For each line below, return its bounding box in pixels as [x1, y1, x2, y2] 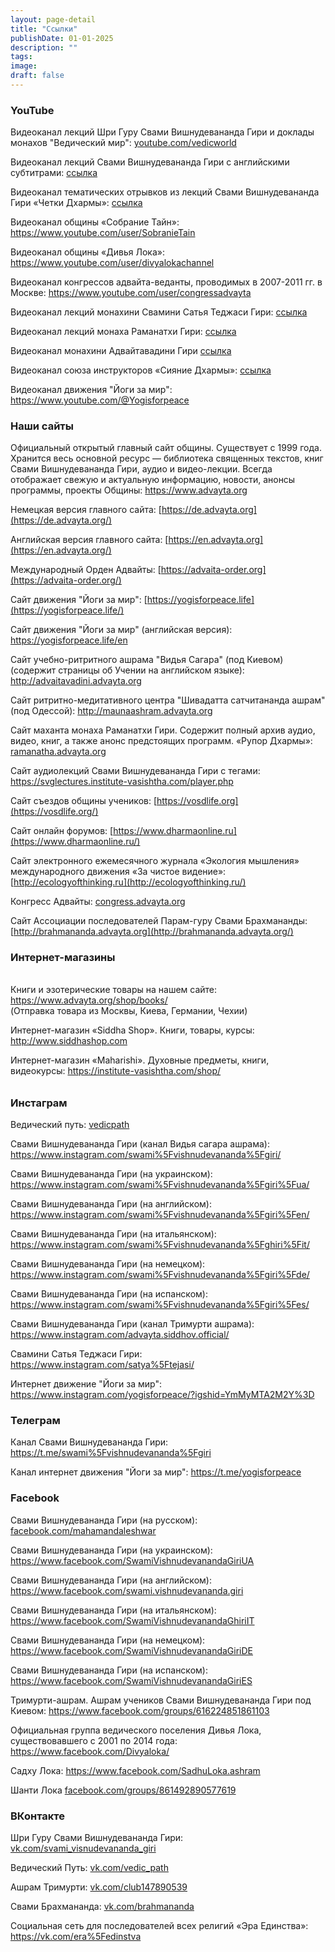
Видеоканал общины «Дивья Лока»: [10, 246, 165, 258]
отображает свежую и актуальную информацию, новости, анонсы [10, 474, 296, 486]
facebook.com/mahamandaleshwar [10, 1524, 157, 1536]
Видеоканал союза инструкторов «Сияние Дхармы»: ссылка [10, 364, 272, 376]
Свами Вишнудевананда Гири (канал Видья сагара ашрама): [10, 1137, 270, 1150]
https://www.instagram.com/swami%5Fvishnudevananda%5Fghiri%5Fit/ [10, 1238, 310, 1250]
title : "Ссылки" [10, 24, 78, 34]
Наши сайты [10, 419, 74, 433]
